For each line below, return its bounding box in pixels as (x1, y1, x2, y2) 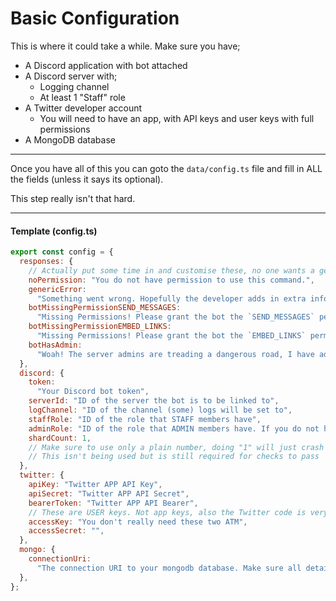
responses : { (19, 257, 74, 267)
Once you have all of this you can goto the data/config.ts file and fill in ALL (10, 162, 323, 174)
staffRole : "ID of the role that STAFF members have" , (28, 414, 262, 424)
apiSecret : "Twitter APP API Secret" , (28, 488, 190, 499)
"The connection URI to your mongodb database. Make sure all (36, 563, 302, 573)
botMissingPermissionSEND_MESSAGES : (28, 303, 182, 313)
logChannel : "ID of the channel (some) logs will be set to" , (28, 405, 293, 416)
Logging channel (39, 80, 110, 92)
